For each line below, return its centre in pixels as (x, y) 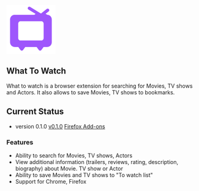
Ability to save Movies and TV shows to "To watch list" (84, 175)
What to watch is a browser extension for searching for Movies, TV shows (99, 86)
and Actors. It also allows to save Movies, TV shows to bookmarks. (91, 92)
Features (20, 142)
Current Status (35, 112)
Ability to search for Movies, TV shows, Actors (74, 155)
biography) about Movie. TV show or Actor (69, 168)
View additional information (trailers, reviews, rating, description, (97, 162)
